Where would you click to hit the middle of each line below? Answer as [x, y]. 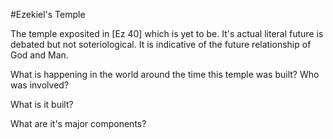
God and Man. [39, 55]
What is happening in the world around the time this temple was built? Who [165, 74]
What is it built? [42, 104]
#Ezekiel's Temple [48, 14]
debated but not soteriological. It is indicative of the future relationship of [161, 44]
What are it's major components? [78, 123]
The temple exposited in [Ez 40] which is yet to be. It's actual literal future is [167, 33]
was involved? [40, 85]
